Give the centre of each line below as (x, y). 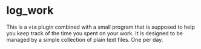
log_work (30, 10)
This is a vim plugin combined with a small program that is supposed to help (100, 27)
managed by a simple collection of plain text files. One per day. (85, 39)
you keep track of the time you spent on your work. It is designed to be (95, 33)
